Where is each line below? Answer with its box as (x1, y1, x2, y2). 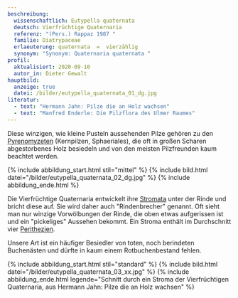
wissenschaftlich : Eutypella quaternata (13, 17, 135, 24)
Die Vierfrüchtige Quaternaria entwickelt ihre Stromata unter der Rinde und (7, 194, 227, 203)
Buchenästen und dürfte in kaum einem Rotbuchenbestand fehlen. (7, 246, 202, 255)
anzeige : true (13, 83, 55, 90)
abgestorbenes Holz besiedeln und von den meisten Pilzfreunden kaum (7, 144, 217, 153)
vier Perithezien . (7, 225, 55, 233)
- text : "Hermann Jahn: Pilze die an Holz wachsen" (13, 103, 171, 110)
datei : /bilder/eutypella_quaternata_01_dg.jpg (13, 90, 158, 97)
